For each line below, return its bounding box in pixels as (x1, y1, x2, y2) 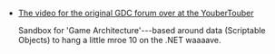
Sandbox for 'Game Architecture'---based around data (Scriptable (17, 25, 266, 35)
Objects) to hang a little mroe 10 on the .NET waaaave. (17, 35, 221, 45)
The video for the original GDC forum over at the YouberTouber (17, 8, 254, 18)
